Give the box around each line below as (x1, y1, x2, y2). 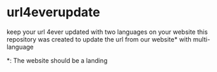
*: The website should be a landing (6, 56, 108, 64)
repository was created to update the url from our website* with (6, 35, 192, 43)
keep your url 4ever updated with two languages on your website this (6, 28, 209, 36)
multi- (192, 35, 211, 43)
